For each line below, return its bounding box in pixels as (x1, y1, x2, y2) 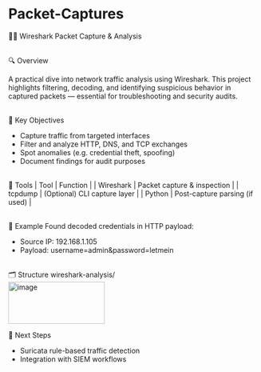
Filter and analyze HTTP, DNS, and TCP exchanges (19, 139, 188, 149)
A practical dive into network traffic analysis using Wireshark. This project (8, 74, 251, 84)
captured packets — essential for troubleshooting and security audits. (8, 91, 238, 101)
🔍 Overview (8, 55, 49, 65)
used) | (8, 197, 32, 206)
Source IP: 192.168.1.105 (19, 237, 97, 246)
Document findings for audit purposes (19, 156, 146, 166)
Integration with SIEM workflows (19, 354, 127, 364)
